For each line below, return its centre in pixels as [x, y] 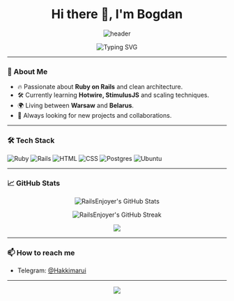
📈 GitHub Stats [34, 183]
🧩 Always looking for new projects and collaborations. [94, 116]
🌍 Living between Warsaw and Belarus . [76, 106]
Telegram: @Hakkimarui [52, 270]
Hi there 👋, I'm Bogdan [117, 14]
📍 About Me [28, 71]
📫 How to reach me [41, 252]
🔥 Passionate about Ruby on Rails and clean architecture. [100, 87]
